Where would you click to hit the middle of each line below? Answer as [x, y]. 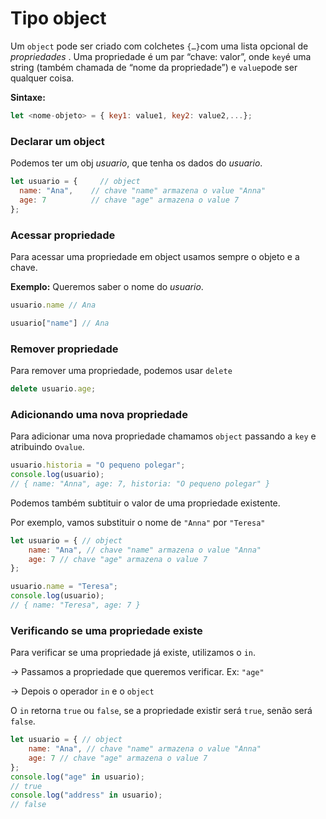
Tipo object [58, 18]
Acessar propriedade [63, 235]
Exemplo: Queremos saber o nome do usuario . [107, 286]
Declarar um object [57, 141]
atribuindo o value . [47, 447]
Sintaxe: [28, 97]
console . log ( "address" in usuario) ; [86, 795]
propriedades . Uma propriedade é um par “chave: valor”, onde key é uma [161, 56]
